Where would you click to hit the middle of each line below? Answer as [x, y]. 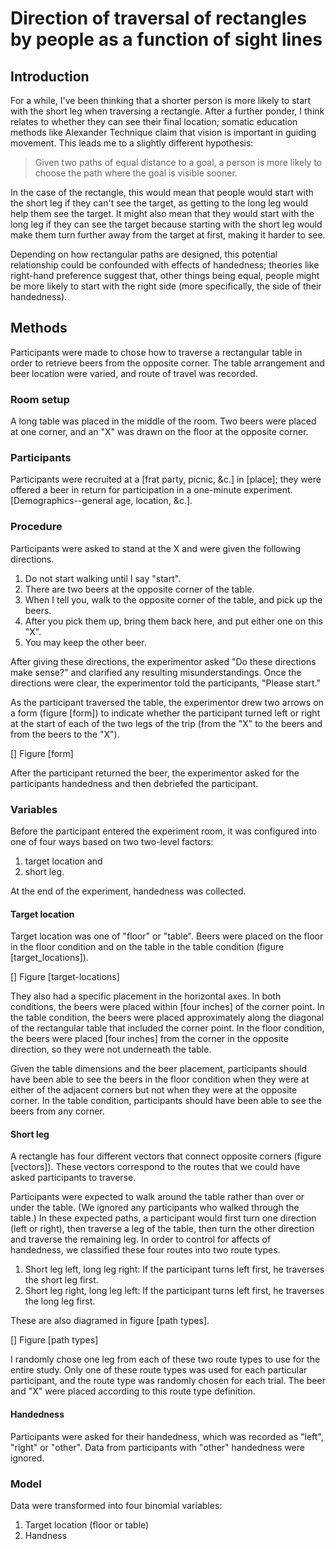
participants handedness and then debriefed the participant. [134, 783]
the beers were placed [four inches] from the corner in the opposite [149, 1039]
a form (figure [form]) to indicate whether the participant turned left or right [165, 713]
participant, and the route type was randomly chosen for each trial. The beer [168, 1381]
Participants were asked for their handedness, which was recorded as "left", [167, 1436]
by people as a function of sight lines [166, 39]
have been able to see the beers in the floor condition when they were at [160, 1079]
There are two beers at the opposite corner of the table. [139, 589]
